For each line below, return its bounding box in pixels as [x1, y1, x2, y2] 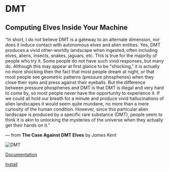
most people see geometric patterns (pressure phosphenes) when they [5, 74, 154, 80]
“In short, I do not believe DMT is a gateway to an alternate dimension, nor [5, 36, 160, 42]
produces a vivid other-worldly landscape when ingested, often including [5, 47, 158, 53]
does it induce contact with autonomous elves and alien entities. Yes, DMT [5, 42, 161, 48]
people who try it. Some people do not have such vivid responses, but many [5, 58, 164, 64]
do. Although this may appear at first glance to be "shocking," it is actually [5, 64, 160, 69]
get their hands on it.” [5, 122, 51, 128]
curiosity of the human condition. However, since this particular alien [5, 106, 148, 112]
